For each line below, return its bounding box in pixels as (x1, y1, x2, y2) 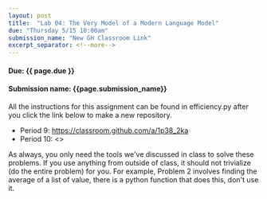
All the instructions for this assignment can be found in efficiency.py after (8, 101, 249, 111)
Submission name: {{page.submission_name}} (8, 84, 167, 94)
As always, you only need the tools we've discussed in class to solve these (8, 149, 254, 159)
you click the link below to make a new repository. (8, 110, 173, 119)
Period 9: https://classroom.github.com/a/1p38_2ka (19, 125, 189, 135)
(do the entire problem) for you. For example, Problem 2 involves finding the (8, 166, 257, 176)
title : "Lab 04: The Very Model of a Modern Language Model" (8, 19, 219, 27)
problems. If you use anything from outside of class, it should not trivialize (8, 158, 251, 167)
